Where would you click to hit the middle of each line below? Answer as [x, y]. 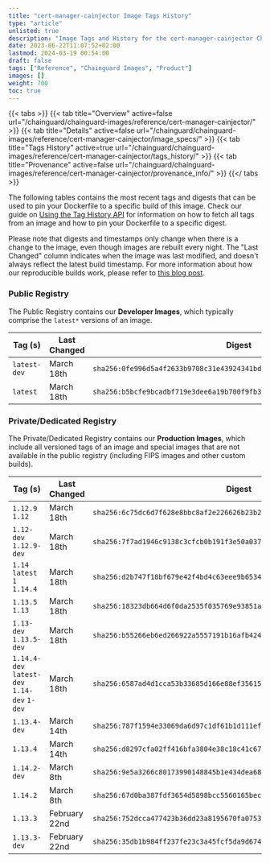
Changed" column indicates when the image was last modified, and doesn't [133, 256]
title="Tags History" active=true [61, 148]
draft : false [30, 61]
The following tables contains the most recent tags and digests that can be [132, 197]
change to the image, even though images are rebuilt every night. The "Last [133, 247]
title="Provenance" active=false [61, 165]
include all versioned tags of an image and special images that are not [124, 447]
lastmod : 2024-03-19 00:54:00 [59, 53]
